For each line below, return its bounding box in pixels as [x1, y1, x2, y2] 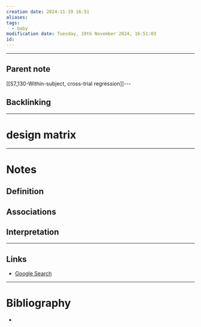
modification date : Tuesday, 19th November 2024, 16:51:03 [6, 31, 157, 37]
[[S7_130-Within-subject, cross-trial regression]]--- [6, 80, 132, 87]
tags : [6, 20, 20, 26]
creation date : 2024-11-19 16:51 [6, 8, 90, 15]
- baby [11, 25, 28, 32]
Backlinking [6, 97, 51, 107]
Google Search [14, 270, 52, 277]
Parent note [6, 64, 51, 75]
